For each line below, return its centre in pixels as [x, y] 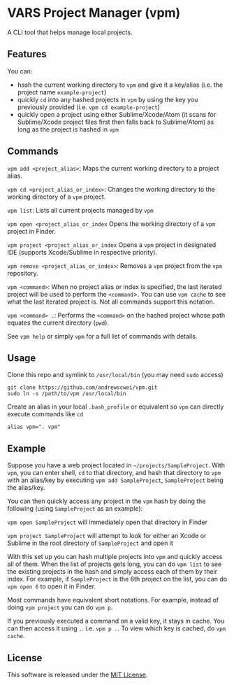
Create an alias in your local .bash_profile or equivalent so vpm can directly [116, 407]
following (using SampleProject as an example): [75, 509]
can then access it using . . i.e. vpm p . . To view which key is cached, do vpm [117, 628]
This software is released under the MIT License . [78, 675]
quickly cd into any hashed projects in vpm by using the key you [108, 99]
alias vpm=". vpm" [34, 427]
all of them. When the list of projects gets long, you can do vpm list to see [115, 564]
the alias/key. [26, 488]
